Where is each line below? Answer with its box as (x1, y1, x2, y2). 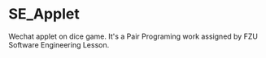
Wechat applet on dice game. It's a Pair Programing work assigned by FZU (8, 31, 259, 41)
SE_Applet (8, 5, 80, 23)
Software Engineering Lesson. (8, 39, 110, 49)
